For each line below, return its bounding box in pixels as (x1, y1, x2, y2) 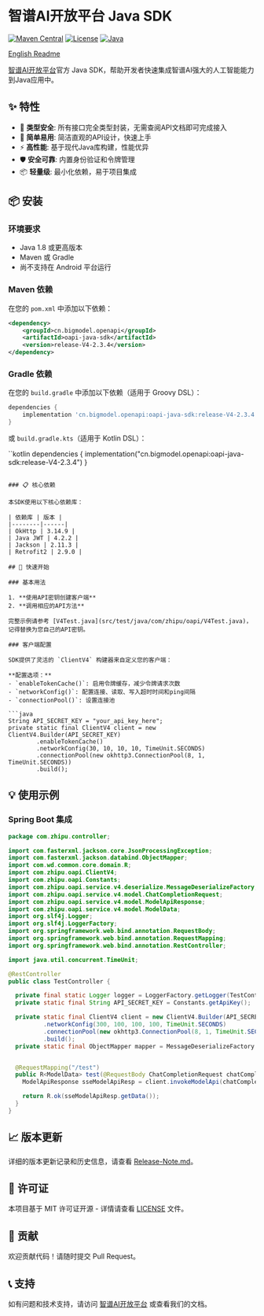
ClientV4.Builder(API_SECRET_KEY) (8, 731, 122, 739)
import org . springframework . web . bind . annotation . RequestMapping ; (8, 934, 226, 942)
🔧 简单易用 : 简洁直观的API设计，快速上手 (19, 132, 152, 142)
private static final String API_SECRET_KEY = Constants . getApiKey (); (15, 999, 251, 1007)
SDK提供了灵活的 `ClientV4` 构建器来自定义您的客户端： (8, 656, 173, 665)
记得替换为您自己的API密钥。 (8, 626, 90, 634)
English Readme (8, 49, 60, 58)
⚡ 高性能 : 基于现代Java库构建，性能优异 (19, 142, 149, 152)
